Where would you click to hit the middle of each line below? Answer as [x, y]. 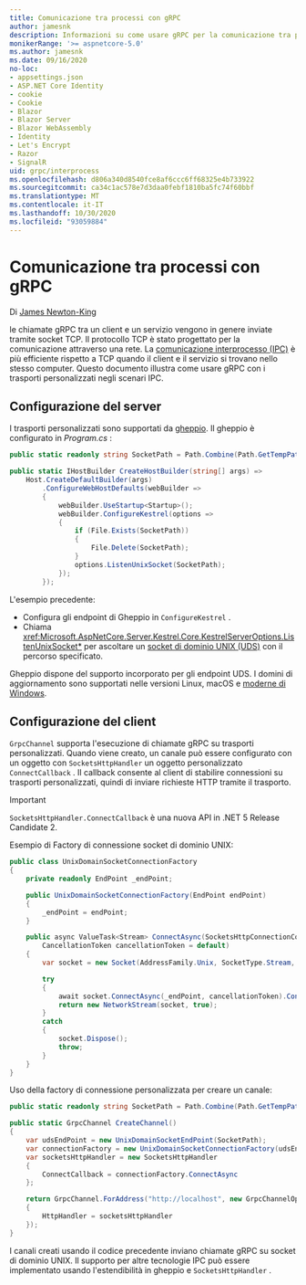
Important [28, 800]
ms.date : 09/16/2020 [49, 60]
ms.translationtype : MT [55, 196]
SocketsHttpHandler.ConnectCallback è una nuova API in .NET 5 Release [145, 817]
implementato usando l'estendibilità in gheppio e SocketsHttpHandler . [140, 1269]
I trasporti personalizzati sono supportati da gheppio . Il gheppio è [132, 428]
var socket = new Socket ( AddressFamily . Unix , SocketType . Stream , [169, 963]
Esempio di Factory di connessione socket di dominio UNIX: [122, 845]
